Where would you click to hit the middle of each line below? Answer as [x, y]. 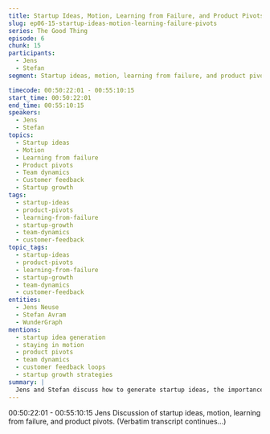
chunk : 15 [25, 46]
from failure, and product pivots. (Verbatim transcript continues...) [117, 421]
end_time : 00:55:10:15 [46, 105]
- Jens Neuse [37, 308]
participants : [32, 53]
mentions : [25, 330]
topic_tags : [28, 248]
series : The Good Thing [48, 31]
